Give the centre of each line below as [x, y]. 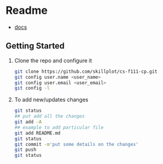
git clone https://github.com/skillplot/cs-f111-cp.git [86, 71]
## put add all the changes [49, 117]
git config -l [32, 88]
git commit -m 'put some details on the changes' [76, 144]
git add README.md [37, 133]
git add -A [28, 122]
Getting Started [35, 46]
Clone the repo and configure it [53, 60]
